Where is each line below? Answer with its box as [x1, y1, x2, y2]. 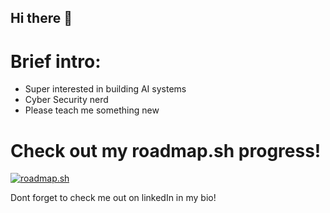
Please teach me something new [24, 104, 160, 116]
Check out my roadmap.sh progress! [10, 139, 322, 162]
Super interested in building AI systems [24, 83, 187, 95]
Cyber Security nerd [24, 94, 109, 106]
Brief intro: [10, 50, 102, 73]
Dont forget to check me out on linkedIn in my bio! [10, 192, 217, 204]
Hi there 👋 [10, 10, 73, 27]
